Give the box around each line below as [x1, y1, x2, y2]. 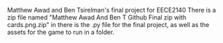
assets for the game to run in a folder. [7, 28, 115, 36]
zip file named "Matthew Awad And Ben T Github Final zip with [7, 13, 186, 21]
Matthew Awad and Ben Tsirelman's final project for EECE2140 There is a [7, 6, 217, 14]
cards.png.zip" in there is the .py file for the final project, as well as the [7, 21, 210, 28]
